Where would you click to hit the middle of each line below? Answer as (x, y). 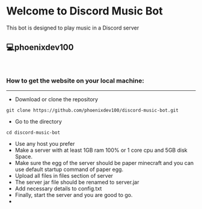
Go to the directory (38, 122)
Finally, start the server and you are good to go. (74, 195)
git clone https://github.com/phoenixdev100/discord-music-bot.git (93, 111)
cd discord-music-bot (33, 133)
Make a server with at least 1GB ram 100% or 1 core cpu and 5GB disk (101, 150)
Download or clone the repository (56, 99)
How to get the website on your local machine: (75, 81)
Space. (24, 157)
